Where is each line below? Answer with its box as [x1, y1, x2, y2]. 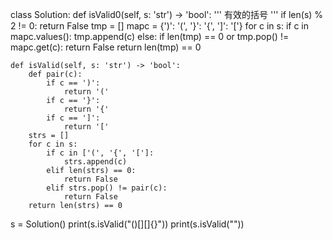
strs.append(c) [63, 157, 128, 167]
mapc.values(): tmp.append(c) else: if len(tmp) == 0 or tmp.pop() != [10, 31, 290, 42]
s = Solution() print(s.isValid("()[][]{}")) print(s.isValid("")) [10, 218, 245, 230]
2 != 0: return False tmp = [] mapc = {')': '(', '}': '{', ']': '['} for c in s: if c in [10, 20, 309, 32]
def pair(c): [28, 69, 83, 79]
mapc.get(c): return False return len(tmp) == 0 [10, 41, 202, 53]
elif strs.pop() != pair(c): [46, 183, 168, 193]
